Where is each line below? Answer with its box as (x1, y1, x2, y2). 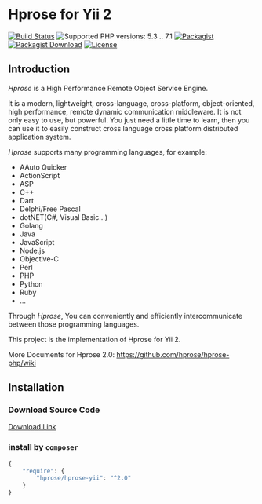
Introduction (8, 63, 71, 76)
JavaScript (19, 237, 55, 247)
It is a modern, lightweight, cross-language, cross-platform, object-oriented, (8, 98, 255, 108)
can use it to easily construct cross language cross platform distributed (8, 123, 238, 133)
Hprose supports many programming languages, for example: (8, 147, 208, 156)
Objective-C (19, 254, 60, 264)
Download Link (8, 422, 56, 432)
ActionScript (19, 170, 60, 180)
